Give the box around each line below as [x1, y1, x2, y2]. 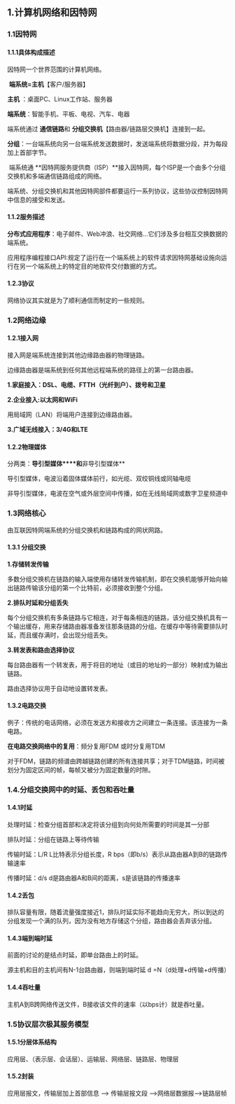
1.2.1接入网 [7, 334, 38, 342]
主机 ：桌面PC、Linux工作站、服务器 [7, 95, 113, 103]
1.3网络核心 [7, 508, 47, 518]
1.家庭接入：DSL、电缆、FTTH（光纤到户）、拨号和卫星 [7, 381, 166, 389]
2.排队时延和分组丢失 [7, 598, 69, 607]
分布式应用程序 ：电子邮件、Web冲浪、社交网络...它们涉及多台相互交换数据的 [7, 230, 228, 238]
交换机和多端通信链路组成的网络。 [7, 172, 106, 180]
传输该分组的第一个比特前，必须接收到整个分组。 [25, 583, 166, 592]
